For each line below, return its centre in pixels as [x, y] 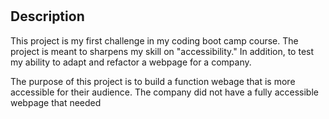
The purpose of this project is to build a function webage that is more [153, 81]
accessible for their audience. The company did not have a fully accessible [164, 92]
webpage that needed [56, 102]
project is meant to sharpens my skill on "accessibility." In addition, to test [162, 51]
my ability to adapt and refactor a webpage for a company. [131, 62]
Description [47, 16]
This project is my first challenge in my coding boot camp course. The [154, 40]
